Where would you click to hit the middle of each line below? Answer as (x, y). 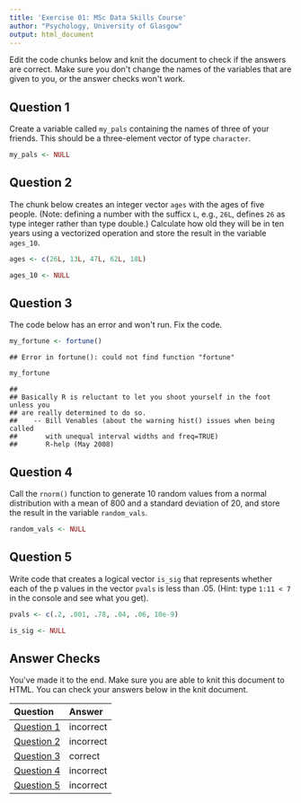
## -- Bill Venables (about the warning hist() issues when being (142, 421)
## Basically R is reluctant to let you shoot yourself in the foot (140, 397)
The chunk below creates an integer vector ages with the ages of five (137, 204)
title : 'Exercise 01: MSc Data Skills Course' (98, 18)
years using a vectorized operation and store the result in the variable (138, 233)
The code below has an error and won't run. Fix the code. (116, 325)
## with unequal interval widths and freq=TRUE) (114, 437)
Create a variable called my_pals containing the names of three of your (139, 129)
